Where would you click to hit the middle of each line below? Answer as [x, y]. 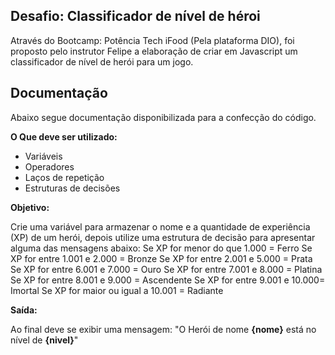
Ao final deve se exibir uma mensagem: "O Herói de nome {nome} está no [163, 329]
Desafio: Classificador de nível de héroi [135, 16]
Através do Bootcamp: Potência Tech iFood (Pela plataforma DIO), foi [152, 40]
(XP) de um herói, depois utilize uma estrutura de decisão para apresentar [163, 237]
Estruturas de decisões [72, 188]
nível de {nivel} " [44, 340]
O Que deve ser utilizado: [64, 136]
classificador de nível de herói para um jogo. [102, 61]
